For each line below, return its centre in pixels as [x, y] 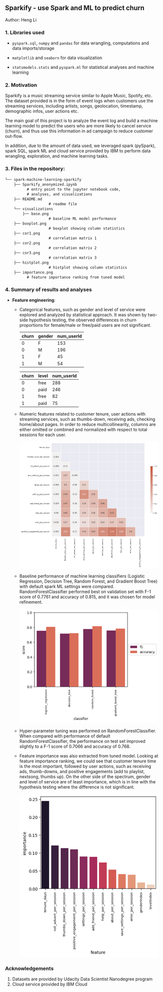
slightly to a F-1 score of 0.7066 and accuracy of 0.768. [75, 746]
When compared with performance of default [65, 736]
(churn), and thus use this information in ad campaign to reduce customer [79, 131]
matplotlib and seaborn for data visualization [57, 58]
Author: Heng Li [21, 20]
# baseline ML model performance [82, 219]
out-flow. [14, 136]
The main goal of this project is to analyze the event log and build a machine [81, 121]
